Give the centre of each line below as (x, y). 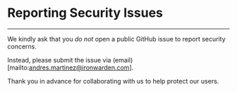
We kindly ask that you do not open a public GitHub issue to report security (116, 39)
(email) (123, 60)
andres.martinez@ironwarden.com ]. (81, 67)
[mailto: (18, 67)
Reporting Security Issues (85, 13)
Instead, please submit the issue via (59, 60)
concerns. (22, 46)
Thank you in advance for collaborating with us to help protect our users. (113, 81)
